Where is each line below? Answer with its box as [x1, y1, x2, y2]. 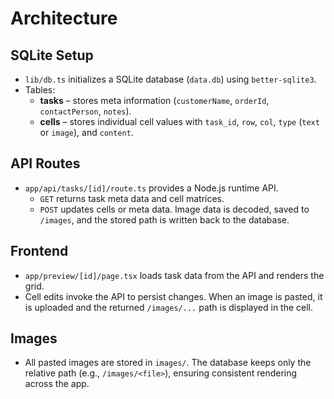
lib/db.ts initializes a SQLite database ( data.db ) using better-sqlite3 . [24, 73, 317, 85]
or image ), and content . [39, 127, 134, 138]
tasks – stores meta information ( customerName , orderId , [39, 95, 270, 106]
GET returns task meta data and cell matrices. [39, 192, 225, 204]
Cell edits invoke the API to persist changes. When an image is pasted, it [24, 290, 323, 302]
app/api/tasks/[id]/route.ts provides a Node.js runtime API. [24, 182, 279, 194]
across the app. [24, 378, 90, 390]
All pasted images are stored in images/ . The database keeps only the [24, 357, 312, 369]
